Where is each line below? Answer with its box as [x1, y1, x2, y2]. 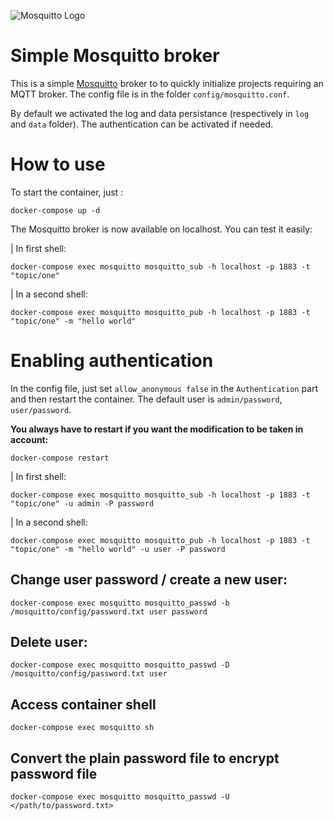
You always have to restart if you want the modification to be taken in [10, 423, 304, 435]
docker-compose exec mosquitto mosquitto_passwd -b [10, 598, 230, 608]
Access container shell [10, 696, 157, 713]
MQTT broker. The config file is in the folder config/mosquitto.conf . [10, 88, 290, 100]
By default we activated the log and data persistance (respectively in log [10, 107, 310, 119]
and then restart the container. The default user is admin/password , [10, 393, 283, 405]
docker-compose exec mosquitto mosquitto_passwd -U [10, 792, 230, 802]
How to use [10, 153, 106, 176]
